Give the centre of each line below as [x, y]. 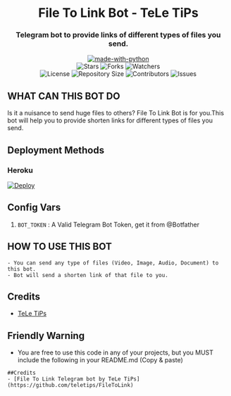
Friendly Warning [46, 336]
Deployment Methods [56, 150]
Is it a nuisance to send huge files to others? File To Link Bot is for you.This [115, 113]
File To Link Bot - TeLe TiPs [118, 13]
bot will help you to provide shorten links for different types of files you [110, 120]
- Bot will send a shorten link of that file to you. [88, 275]
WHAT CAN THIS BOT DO [64, 96]
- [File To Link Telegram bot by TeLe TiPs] [74, 379]
